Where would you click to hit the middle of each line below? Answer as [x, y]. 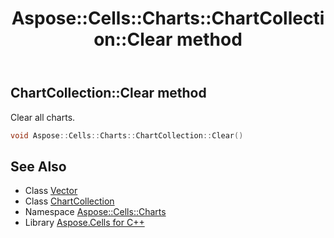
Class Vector [51, 191]
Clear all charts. [43, 117]
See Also [38, 166]
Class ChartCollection [69, 201]
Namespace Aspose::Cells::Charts [95, 212]
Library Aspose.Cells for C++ [84, 223]
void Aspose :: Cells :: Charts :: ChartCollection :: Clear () [127, 135]
